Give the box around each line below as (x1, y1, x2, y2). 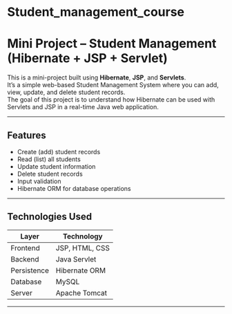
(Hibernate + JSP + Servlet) (7, 50, 168, 66)
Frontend (10, 243, 40, 252)
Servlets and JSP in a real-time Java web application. (7, 103, 159, 111)
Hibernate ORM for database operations (17, 184, 131, 192)
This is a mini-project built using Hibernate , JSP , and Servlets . (7, 73, 186, 82)
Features (7, 129, 46, 141)
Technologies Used (7, 211, 92, 223)
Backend (10, 254, 39, 264)
